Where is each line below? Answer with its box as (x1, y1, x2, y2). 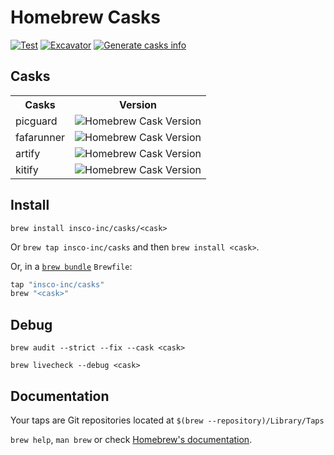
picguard (15, 114, 58, 128)
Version (118, 97, 158, 111)
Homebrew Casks (10, 6, 161, 29)
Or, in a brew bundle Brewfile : (10, 260, 133, 272)
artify (15, 146, 41, 160)
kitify (15, 162, 39, 176)
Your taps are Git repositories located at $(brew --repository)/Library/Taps (10, 414, 325, 426)
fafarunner (15, 130, 66, 144)
